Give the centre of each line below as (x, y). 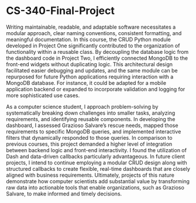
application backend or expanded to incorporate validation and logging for (96, 89)
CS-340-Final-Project (61, 11)
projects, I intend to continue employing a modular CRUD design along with (97, 163)
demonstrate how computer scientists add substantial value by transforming (98, 181)
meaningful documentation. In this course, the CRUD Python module (88, 39)
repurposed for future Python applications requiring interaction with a (90, 77)
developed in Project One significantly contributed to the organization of (93, 46)
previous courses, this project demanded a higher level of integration (89, 144)
